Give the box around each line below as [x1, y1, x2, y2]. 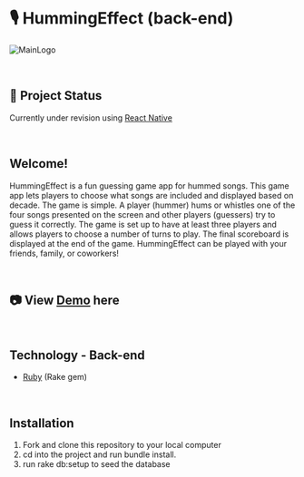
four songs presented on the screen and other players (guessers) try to [9, 209, 276, 219]
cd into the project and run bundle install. [22, 449, 177, 460]
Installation [9, 415, 74, 431]
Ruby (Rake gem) [22, 372, 88, 383]
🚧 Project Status [9, 88, 103, 103]
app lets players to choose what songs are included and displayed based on [9, 190, 294, 200]
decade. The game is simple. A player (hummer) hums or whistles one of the [9, 200, 296, 210]
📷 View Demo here [9, 292, 120, 307]
